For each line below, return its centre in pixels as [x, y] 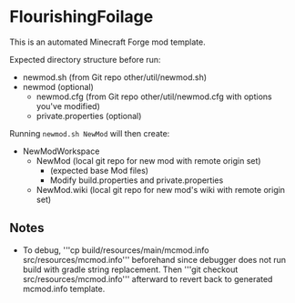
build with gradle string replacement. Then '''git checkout [130, 269]
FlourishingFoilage [81, 17]
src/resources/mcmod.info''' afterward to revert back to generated [147, 278]
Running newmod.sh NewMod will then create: [90, 133]
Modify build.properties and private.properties [137, 180]
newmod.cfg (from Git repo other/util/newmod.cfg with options [154, 96]
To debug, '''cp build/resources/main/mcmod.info [116, 250]
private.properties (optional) [89, 116]
